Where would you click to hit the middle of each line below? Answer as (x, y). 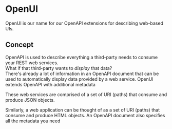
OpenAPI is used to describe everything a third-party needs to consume (82, 57)
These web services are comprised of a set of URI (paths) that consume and (86, 94)
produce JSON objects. (30, 100)
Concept (20, 45)
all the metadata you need (33, 121)
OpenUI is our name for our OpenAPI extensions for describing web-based (84, 23)
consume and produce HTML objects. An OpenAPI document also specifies (85, 115)
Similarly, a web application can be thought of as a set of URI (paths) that (83, 110)
